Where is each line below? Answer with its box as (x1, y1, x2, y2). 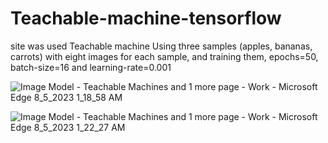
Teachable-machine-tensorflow (10, 7, 282, 30)
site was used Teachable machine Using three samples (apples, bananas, (10, 40, 313, 52)
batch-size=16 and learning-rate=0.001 (10, 61, 172, 73)
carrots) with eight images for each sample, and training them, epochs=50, (10, 50, 319, 62)
